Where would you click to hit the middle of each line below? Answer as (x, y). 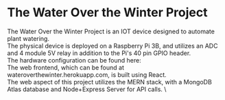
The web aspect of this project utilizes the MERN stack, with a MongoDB (110, 82)
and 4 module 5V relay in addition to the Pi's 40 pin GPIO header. (99, 53)
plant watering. (28, 38)
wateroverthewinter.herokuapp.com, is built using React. (87, 74)
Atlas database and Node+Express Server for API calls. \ (87, 89)
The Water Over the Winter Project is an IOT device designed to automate (111, 31)
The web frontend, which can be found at (66, 67)
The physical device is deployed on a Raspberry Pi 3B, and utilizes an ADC (113, 46)
